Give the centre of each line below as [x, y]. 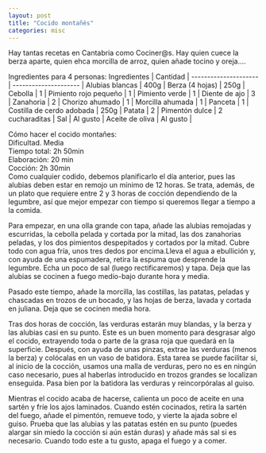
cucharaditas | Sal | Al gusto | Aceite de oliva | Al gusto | [100, 119]
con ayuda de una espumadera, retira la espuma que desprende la [117, 260]
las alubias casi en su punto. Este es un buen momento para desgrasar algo [132, 333]
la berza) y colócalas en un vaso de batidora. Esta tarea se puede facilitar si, [133, 358]
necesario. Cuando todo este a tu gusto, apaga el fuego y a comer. [118, 441]
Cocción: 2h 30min [39, 168]
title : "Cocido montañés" [51, 23]
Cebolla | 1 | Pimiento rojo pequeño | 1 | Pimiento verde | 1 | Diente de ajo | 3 [132, 94]
